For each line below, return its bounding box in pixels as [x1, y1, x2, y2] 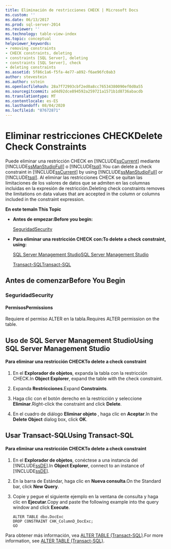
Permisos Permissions [5, 304, 53, 310]
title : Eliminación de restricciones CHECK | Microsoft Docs [5, 7, 139, 13]
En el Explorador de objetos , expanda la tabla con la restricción [12, 370, 147, 376]
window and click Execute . [12, 504, 70, 510]
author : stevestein [5, 75, 47, 80]
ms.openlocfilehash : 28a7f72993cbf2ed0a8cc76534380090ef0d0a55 [5, 84, 143, 89]
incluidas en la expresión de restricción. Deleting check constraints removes [5, 185, 165, 191]
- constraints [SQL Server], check [5, 60, 81, 65]
